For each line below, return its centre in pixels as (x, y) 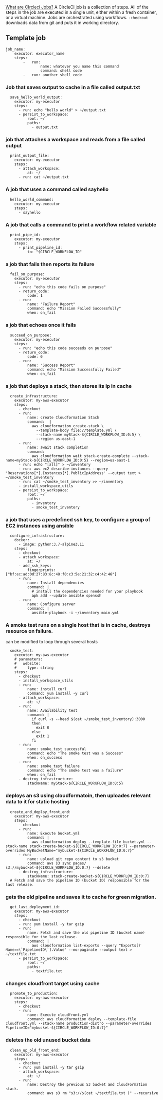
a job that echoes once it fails (41, 325)
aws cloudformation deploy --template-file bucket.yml (88, 842)
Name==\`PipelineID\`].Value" (36, 950)
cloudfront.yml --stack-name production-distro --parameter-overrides (79, 1024)
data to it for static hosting (37, 802)
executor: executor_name (39, 53)
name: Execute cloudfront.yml (58, 1015)
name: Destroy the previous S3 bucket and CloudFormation (87, 1084)
